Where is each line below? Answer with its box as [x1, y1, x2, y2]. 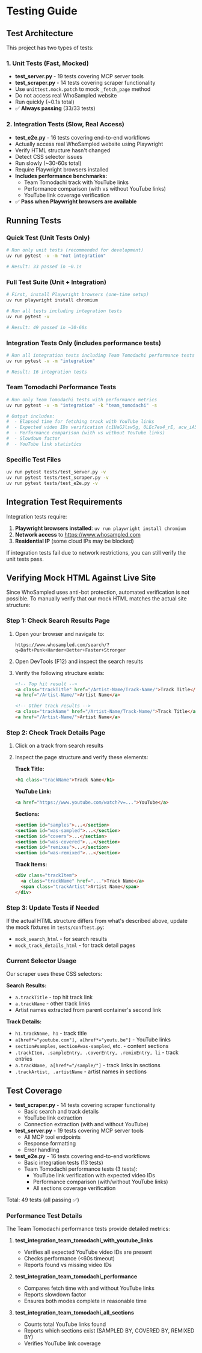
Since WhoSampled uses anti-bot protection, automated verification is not [6, 588, 190, 596]
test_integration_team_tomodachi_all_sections [14, 1309, 134, 1316]
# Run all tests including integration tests [6, 308, 122, 314]
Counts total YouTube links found [23, 1321, 106, 1328]
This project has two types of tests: [6, 44, 94, 51]
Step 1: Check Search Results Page [6, 617, 110, 625]
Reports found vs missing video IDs [23, 1262, 112, 1269]
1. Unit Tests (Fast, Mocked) [6, 59, 89, 67]
